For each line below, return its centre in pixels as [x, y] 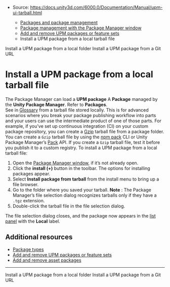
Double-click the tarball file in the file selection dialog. [69, 206]
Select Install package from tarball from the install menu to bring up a [86, 179]
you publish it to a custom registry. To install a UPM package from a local [81, 148]
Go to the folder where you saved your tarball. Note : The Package [82, 190]
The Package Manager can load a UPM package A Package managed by [81, 99]
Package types [28, 249]
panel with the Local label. [33, 221]
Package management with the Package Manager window [81, 28]
